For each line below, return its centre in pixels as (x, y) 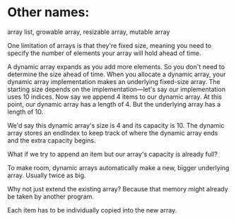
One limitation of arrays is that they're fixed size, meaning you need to (110, 45)
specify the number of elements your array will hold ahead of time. (104, 53)
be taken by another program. (51, 196)
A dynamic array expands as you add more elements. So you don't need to (116, 66)
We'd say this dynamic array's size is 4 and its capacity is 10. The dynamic (116, 125)
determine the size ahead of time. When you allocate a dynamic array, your (117, 74)
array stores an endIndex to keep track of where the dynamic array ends (113, 133)
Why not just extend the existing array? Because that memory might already (118, 189)
